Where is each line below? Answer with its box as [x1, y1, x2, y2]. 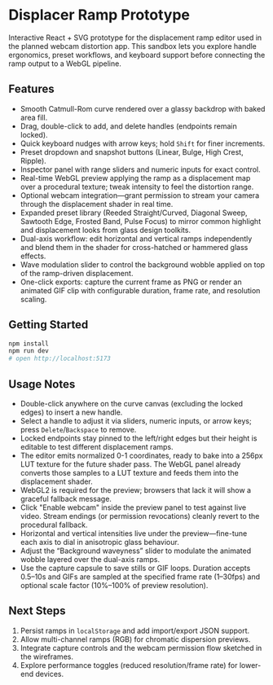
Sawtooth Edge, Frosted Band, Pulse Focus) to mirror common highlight [20, 216, 262, 226]
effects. [20, 251, 46, 261]
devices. [35, 669, 64, 678]
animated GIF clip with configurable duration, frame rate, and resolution [20, 285, 261, 295]
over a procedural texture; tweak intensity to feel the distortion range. [20, 182, 254, 191]
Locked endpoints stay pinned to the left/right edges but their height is [20, 433, 258, 443]
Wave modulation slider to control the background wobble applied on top [20, 259, 266, 270]
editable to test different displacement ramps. [20, 442, 174, 451]
